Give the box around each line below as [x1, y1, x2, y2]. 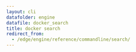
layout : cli [6, 8, 36, 15]
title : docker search [6, 25, 61, 32]
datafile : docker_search [6, 20, 69, 26]
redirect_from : [6, 31, 45, 37]
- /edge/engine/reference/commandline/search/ [11, 36, 131, 42]
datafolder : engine [6, 14, 55, 20]
